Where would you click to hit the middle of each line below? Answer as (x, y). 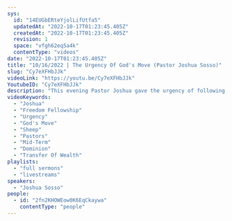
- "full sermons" (39, 168)
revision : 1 (31, 39)
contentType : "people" (52, 207)
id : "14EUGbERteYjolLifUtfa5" (57, 20)
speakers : (22, 181)
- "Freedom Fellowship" (48, 110)
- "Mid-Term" (32, 143)
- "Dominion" (32, 149)
